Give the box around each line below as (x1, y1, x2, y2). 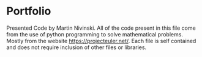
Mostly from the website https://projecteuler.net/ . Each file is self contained (6, 37, 196, 44)
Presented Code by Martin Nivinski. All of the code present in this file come (6, 24, 196, 32)
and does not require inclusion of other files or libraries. (6, 44, 147, 51)
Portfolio (6, 4, 51, 18)
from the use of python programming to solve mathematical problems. (6, 30, 184, 38)
